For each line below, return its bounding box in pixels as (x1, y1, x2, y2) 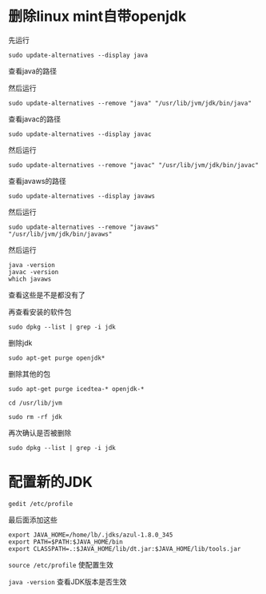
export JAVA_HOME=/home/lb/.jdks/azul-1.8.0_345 (8, 531, 173, 539)
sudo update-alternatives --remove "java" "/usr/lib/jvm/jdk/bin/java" (8, 99, 252, 107)
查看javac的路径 (8, 114, 62, 124)
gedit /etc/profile (8, 500, 73, 508)
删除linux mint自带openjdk (8, 7, 187, 26)
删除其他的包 (8, 369, 50, 378)
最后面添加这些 (8, 515, 58, 524)
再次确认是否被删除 (8, 428, 72, 437)
